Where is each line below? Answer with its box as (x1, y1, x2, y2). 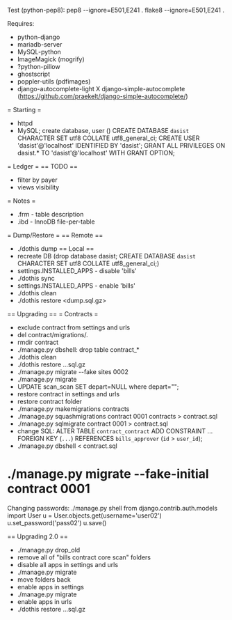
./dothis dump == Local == (17, 245, 94, 253)
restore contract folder (17, 397, 82, 405)
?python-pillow (17, 63, 60, 70)
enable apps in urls (17, 597, 72, 605)
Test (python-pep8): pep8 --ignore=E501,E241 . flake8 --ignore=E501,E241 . (7, 6, 224, 14)
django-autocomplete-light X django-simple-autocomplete (17, 85, 185, 93)
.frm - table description (17, 210, 84, 218)
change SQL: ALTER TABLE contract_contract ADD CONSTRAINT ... (17, 427, 213, 435)
